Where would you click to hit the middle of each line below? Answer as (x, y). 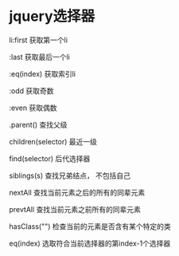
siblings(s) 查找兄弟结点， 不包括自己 (70, 175)
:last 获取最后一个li (39, 57)
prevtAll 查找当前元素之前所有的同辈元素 (75, 209)
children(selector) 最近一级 (53, 141)
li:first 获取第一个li (39, 40)
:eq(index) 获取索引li (43, 73)
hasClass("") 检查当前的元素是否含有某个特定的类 (90, 226)
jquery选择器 (52, 16)
